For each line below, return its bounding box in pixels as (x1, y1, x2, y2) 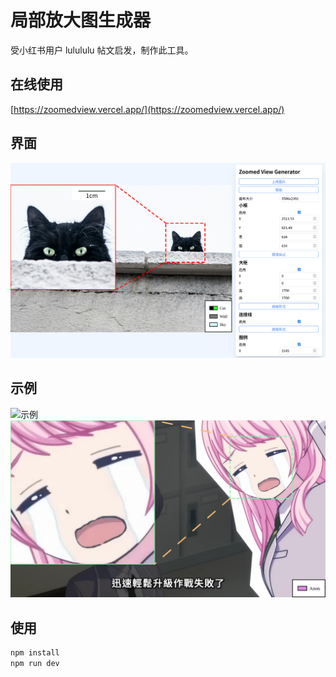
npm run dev (10, 659, 60, 669)
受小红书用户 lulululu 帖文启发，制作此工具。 (10, 44, 194, 56)
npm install (10, 648, 60, 658)
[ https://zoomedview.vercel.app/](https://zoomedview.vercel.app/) (10, 103, 285, 115)
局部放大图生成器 (10, 9, 152, 32)
